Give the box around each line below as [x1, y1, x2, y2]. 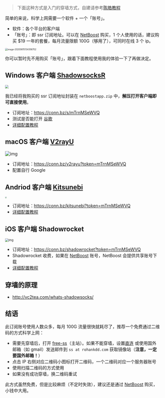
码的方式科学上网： [5, 330, 44, 336]
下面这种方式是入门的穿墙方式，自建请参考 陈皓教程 [17, 5, 121, 10]
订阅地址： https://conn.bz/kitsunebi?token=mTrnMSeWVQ [12, 203, 131, 209]
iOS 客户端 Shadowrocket [5, 225, 84, 233]
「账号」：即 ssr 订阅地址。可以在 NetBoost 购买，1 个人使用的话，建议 [12, 32, 155, 37]
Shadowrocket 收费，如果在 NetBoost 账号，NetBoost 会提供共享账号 [12, 253, 153, 259]
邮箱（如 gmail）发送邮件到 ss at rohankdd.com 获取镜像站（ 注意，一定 [12, 346, 157, 352]
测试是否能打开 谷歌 [12, 116, 53, 122]
